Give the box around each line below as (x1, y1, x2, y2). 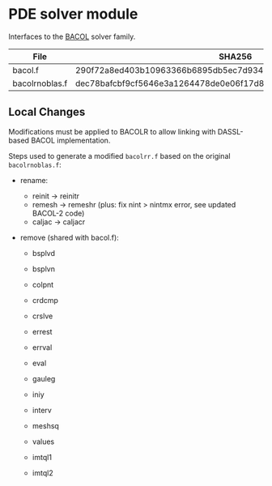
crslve (32, 311, 53, 321)
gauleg (32, 373, 56, 383)
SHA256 (218, 50, 253, 62)
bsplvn (32, 264, 55, 274)
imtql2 (32, 467, 54, 478)
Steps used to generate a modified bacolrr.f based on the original (8, 151, 231, 160)
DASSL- (217, 126, 244, 136)
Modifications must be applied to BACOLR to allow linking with (8, 126, 216, 136)
